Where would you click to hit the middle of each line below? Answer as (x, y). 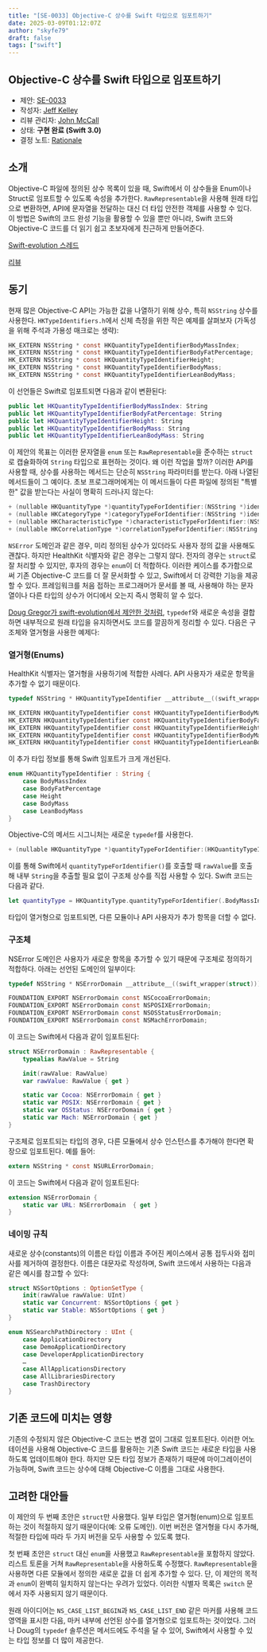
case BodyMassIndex (55, 782)
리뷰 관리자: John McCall (59, 120)
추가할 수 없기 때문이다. (44, 684)
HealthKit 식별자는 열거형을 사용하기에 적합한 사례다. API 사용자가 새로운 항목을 (132, 673)
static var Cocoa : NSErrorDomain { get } (92, 1095)
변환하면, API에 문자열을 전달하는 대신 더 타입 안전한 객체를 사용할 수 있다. (137, 208)
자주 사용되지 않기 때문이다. (66, 1594)
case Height (42, 796)
